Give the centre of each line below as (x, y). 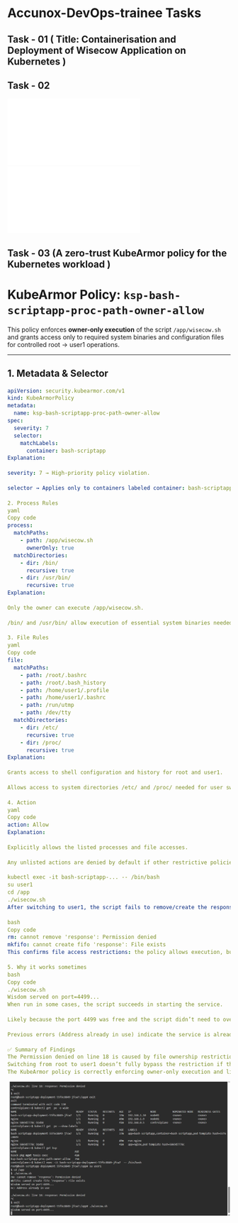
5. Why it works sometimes (47, 967)
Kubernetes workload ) (59, 264)
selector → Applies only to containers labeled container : (96, 488)
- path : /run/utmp (47, 705)
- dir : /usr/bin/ (46, 578)
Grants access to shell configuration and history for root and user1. (115, 773)
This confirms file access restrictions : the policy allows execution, (115, 953)
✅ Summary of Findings (41, 1049)
